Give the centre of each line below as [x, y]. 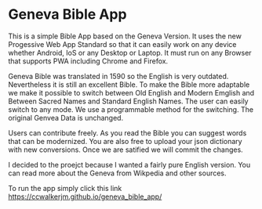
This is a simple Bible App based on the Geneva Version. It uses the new [125, 36]
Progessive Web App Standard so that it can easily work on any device [122, 44]
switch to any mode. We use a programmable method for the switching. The [131, 109]
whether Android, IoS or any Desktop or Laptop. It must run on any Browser [130, 52]
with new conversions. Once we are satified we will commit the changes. [126, 150]
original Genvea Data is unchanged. [66, 117]
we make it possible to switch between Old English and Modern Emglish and [131, 92]
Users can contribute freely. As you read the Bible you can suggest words [127, 133]
